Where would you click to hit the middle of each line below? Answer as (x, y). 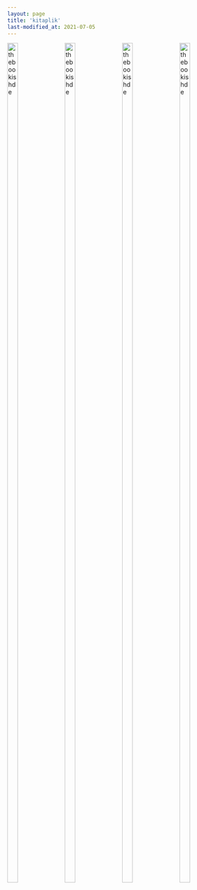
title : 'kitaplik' (34, 20)
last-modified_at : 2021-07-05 (52, 27)
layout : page (26, 14)
